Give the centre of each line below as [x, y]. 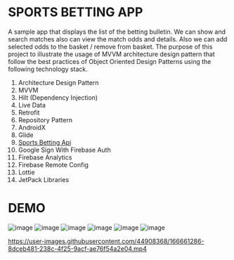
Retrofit [29, 112]
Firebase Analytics [45, 157]
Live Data [32, 105]
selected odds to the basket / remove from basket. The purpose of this [110, 46]
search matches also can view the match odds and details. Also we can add [118, 39]
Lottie [26, 172]
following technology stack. [48, 69]
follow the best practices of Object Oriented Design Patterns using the [110, 61]
